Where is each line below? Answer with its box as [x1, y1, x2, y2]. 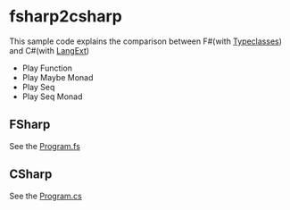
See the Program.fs [9, 140, 80, 151]
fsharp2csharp [9, 6, 123, 27]
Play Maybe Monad [21, 71, 94, 82]
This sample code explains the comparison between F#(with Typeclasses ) [9, 36, 283, 46]
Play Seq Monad [21, 91, 83, 102]
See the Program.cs [9, 190, 82, 201]
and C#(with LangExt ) [9, 45, 90, 55]
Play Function [21, 63, 73, 73]
